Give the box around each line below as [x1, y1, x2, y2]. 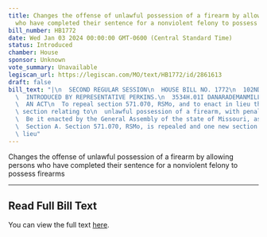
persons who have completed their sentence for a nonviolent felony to [8, 160, 238, 169]
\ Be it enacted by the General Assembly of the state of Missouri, [15, 115, 250, 123]
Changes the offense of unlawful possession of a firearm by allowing [8, 152, 234, 161]
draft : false [8, 78, 52, 86]
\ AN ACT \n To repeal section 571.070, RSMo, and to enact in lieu [15, 100, 250, 108]
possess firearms [8, 169, 65, 178]
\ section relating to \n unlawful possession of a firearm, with [15, 108, 240, 116]
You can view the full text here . [8, 220, 110, 230]
